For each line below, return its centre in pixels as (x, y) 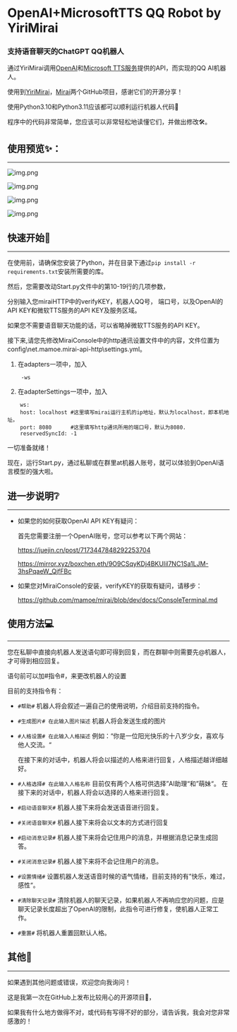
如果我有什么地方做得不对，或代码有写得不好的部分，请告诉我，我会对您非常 (119, 1012)
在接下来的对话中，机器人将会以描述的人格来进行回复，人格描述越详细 (120, 759)
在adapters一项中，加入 (52, 364)
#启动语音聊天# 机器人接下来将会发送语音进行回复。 (90, 807)
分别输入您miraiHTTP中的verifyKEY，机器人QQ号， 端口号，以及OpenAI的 (115, 302)
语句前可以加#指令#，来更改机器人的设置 (67, 675)
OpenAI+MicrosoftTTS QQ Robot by (114, 13)
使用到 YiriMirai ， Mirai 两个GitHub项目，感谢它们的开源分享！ (95, 92)
